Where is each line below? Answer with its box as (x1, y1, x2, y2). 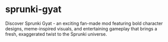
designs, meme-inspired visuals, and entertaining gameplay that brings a (5, 25, 157, 31)
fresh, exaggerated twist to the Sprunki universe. (5, 31, 107, 37)
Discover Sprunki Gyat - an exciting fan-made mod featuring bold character (5, 20, 163, 26)
